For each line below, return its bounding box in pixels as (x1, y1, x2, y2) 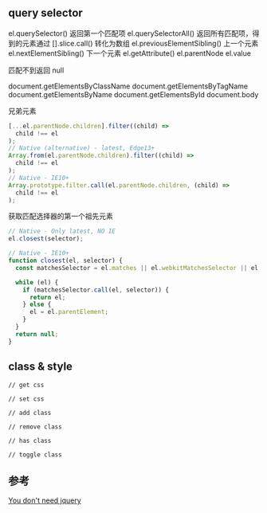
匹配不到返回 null (8, 65, 65, 75)
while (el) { (15, 278, 59, 286)
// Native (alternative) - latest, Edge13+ (8, 144, 155, 152)
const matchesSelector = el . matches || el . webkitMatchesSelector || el (15, 264, 259, 272)
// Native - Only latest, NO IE (8, 227, 116, 236)
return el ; (29, 293, 66, 301)
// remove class (8, 422, 62, 431)
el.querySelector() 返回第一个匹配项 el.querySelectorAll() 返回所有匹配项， (8, 28, 253, 38)
